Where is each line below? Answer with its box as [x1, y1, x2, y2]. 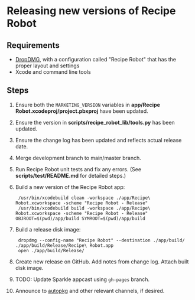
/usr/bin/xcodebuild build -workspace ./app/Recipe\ [18, 205, 151, 211]
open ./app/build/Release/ [18, 247, 84, 253]
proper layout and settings [15, 62, 80, 69]
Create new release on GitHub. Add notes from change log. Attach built [15, 258, 189, 265]
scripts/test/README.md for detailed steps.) [15, 172, 126, 179]
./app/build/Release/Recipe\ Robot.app [15, 242, 114, 249]
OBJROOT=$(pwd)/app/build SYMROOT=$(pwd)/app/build [15, 216, 145, 221]
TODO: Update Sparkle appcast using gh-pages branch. [15, 276, 150, 283]
